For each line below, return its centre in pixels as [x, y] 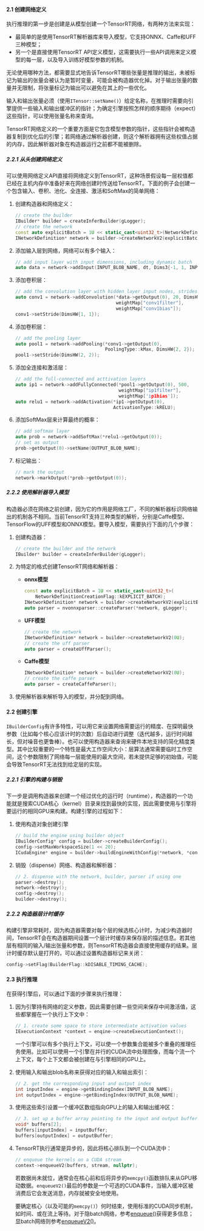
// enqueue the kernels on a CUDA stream [68, 1160]
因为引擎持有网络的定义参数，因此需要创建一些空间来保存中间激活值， [103, 1007]
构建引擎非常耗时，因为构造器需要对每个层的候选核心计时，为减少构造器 [97, 930]
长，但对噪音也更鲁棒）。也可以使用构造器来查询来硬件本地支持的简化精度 [98, 742]
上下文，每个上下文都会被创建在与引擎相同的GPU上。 [82, 1059]
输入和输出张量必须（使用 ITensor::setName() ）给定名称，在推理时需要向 [97, 101]
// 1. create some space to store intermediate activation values [101, 1026]
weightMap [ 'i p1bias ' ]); [148, 396]
